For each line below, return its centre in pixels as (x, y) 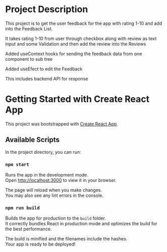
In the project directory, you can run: (43, 152)
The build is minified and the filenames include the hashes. (66, 239)
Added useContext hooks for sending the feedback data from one (74, 54)
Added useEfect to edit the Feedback (44, 69)
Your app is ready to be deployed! (40, 244)
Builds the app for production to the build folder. (56, 218)
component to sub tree (29, 59)
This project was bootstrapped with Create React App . (62, 124)
